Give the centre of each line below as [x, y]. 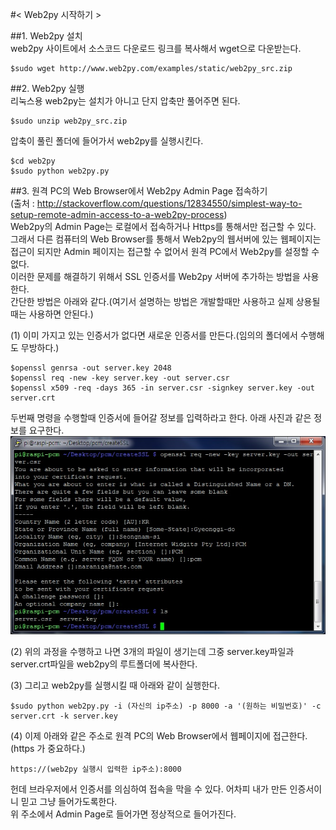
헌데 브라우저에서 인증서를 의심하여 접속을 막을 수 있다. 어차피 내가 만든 [149, 789]
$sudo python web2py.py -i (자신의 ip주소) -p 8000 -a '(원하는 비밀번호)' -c [166, 706]
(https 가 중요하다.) [48, 748]
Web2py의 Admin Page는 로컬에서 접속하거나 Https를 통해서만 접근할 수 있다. [163, 226]
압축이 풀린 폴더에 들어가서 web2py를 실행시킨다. [107, 141]
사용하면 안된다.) [61, 314]
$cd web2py [33, 161]
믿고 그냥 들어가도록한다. [69, 801]
